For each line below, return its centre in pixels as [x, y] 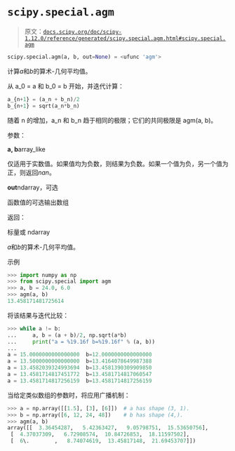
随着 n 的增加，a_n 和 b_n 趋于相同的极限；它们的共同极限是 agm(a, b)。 [112, 120]
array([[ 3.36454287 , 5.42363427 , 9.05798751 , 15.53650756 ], [108, 428]
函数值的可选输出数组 [38, 202]
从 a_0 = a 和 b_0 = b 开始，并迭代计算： [66, 86]
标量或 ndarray [29, 232]
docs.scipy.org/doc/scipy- [82, 32]
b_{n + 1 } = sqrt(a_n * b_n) [43, 106]
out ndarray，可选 [33, 187]
